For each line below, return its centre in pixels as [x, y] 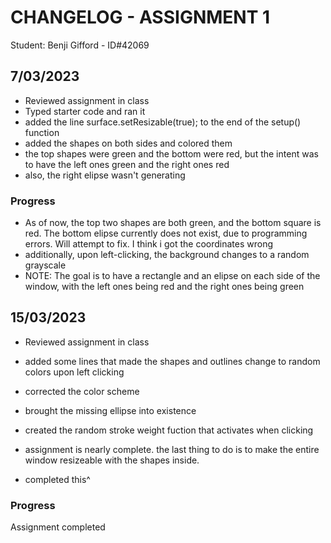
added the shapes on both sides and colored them [128, 143]
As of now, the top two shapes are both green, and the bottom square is [173, 223]
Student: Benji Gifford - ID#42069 [80, 45]
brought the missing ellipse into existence [110, 410]
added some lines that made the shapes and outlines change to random [172, 361]
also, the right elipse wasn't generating [105, 175]
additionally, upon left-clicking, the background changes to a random [167, 255]
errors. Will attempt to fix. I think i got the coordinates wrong [149, 244]
